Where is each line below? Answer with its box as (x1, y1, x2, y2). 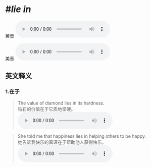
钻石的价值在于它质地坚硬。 (17, 106, 76, 112)
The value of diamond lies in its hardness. (17, 100, 105, 106)
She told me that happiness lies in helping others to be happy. (17, 133, 146, 139)
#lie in (5, 4, 31, 15)
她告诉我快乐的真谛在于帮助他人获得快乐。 (17, 139, 107, 145)
